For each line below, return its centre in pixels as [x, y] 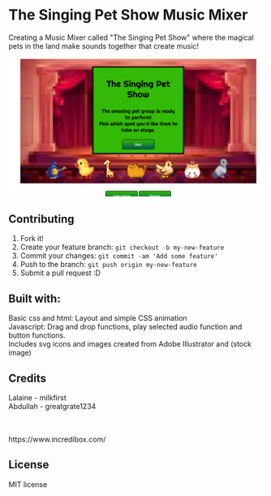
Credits [28, 378]
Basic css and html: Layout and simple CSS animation [98, 318]
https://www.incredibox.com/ [57, 439]
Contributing [41, 219]
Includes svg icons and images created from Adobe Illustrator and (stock [130, 344]
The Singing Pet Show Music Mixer [128, 15]
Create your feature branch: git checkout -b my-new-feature [122, 247]
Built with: [34, 298]
